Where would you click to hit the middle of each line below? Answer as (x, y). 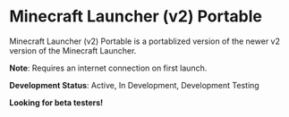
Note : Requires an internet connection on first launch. (108, 68)
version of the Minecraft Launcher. (73, 50)
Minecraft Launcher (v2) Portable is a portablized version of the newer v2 (144, 41)
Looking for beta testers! (56, 102)
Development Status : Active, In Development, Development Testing (134, 85)
